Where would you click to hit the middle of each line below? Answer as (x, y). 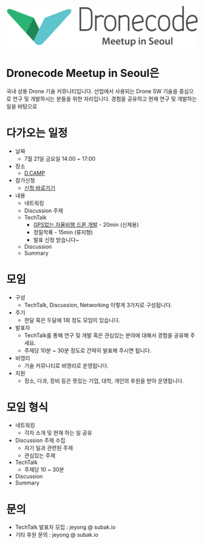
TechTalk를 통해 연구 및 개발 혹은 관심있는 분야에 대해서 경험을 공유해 (107, 335)
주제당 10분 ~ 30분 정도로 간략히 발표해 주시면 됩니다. (88, 350)
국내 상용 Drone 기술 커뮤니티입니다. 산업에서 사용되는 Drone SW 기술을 (92, 91)
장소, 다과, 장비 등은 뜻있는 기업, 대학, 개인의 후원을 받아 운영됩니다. (104, 381)
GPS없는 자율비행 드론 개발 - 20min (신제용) (86, 224)
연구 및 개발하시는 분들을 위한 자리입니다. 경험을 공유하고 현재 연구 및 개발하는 (105, 99)
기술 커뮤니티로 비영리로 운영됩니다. (66, 365)
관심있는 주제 (40, 455)
